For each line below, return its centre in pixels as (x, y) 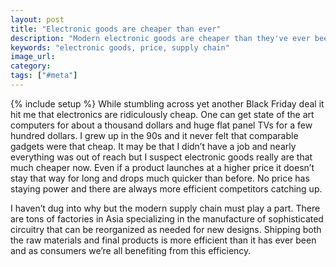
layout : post (37, 19)
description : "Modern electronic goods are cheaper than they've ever (160, 38)
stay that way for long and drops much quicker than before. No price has (160, 178)
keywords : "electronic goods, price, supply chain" (120, 47)
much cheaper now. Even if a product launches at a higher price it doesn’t (162, 167)
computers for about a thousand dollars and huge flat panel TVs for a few (161, 125)
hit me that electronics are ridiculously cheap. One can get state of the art (162, 114)
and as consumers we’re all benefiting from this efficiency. (131, 250)
